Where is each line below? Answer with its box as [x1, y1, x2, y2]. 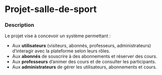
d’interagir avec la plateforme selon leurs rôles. [12, 48, 110, 54]
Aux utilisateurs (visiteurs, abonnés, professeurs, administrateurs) [12, 43, 151, 49]
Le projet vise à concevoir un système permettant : [5, 33, 111, 39]
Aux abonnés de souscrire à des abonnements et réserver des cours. [12, 53, 157, 59]
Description [5, 22, 34, 29]
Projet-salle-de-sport [5, 4, 97, 15]
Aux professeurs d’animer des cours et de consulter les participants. [12, 59, 156, 65]
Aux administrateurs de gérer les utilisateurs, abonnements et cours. [12, 64, 157, 70]
